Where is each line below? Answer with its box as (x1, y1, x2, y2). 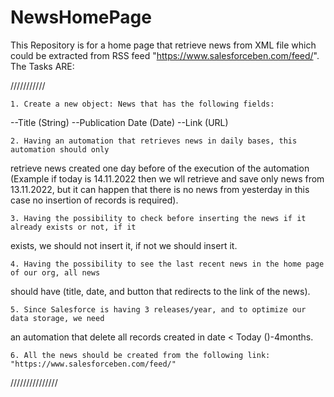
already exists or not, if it (10, 222, 137, 232)
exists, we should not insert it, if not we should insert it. (10, 239, 238, 251)
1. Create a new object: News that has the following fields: (10, 99, 275, 109)
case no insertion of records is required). (10, 194, 179, 206)
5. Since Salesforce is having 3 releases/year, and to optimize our (10, 304, 307, 315)
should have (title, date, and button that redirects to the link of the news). (10, 285, 311, 297)
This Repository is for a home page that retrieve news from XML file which (10, 39, 317, 51)
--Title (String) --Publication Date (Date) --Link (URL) (10, 116, 229, 128)
